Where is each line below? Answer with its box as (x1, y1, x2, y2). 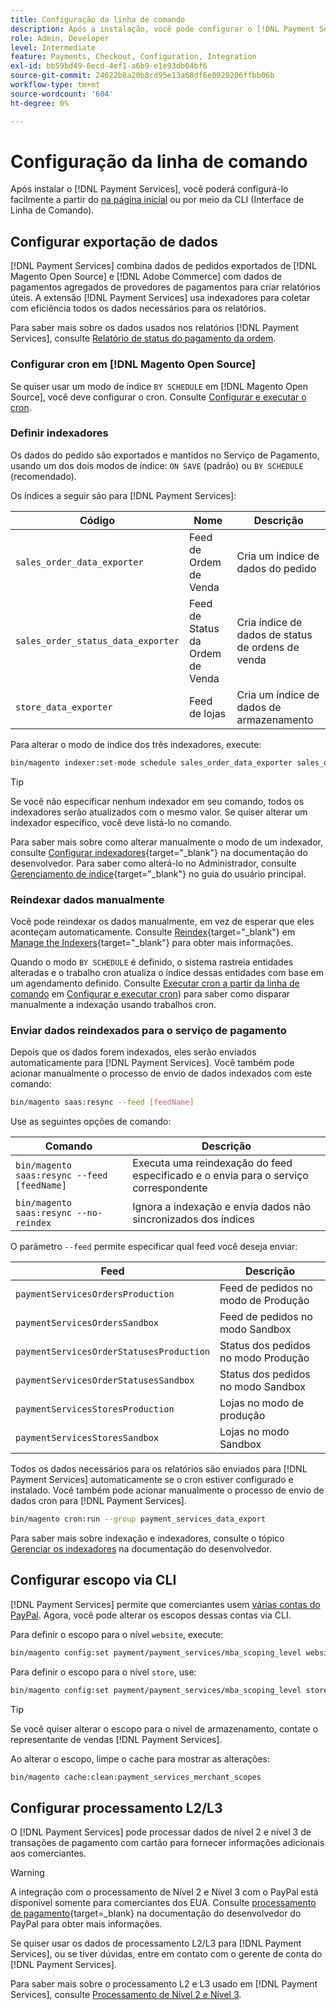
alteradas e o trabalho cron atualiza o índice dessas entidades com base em (10, 967, 324, 979)
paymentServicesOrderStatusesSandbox (15, 1375, 195, 1386)
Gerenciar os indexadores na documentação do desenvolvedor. (10, 1543, 273, 1555)
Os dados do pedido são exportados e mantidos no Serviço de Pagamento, (10, 449, 320, 461)
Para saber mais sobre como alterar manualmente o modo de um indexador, (10, 836, 323, 848)
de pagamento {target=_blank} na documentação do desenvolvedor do (10, 1907, 302, 1920)
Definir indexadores (10, 426, 109, 440)
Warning (10, 1867, 45, 1879)
